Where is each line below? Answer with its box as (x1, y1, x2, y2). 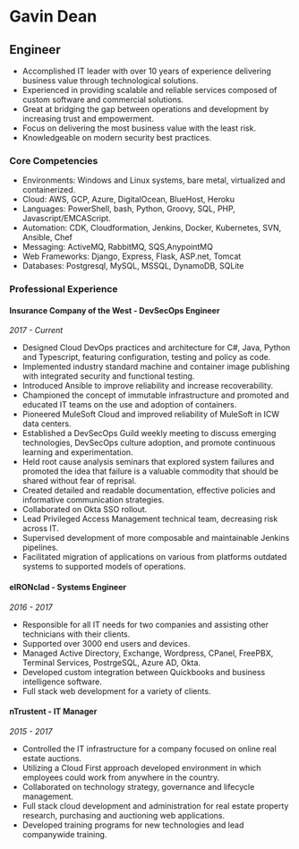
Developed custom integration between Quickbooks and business (21, 666, 266, 677)
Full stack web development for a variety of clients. (21, 685, 211, 696)
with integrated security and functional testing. (21, 371, 195, 382)
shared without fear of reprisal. (21, 476, 137, 486)
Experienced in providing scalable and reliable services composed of (21, 85, 278, 95)
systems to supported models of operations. (21, 562, 186, 572)
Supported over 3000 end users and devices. (21, 638, 191, 648)
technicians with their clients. (21, 629, 131, 639)
